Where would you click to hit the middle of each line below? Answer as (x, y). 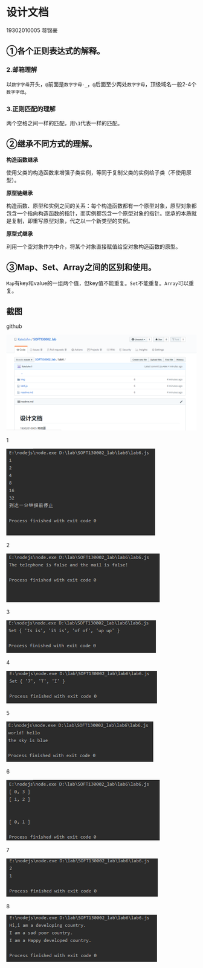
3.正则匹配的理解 (31, 109)
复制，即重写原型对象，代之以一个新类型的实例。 (72, 220)
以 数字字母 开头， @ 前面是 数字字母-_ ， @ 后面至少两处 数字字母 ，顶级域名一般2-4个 (101, 84)
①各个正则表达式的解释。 (56, 51)
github (14, 326)
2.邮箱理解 (22, 70)
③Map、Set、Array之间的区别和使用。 (81, 267)
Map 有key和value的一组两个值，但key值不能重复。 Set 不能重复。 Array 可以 (98, 283)
